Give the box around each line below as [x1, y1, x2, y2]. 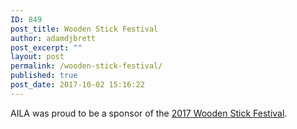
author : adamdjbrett [10, 33, 97, 43]
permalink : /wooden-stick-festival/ [10, 61, 163, 71]
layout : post [10, 52, 65, 62]
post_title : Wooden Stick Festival [10, 24, 159, 34]
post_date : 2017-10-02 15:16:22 [10, 80, 145, 90]
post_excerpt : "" [10, 42, 83, 53]
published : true [10, 71, 78, 81]
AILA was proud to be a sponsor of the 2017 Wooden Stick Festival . [10, 107, 288, 119]
